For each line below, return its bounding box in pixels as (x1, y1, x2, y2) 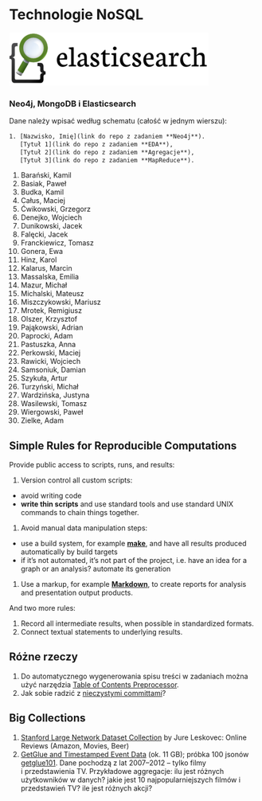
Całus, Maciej (20, 196, 66, 205)
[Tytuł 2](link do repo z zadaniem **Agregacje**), (19, 149, 195, 157)
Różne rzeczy (9, 651, 78, 664)
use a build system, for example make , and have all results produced (20, 539, 247, 549)
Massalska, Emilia (20, 272, 79, 282)
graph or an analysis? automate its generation (20, 564, 171, 574)
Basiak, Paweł (20, 179, 67, 189)
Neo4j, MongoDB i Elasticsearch (9, 98, 136, 109)
